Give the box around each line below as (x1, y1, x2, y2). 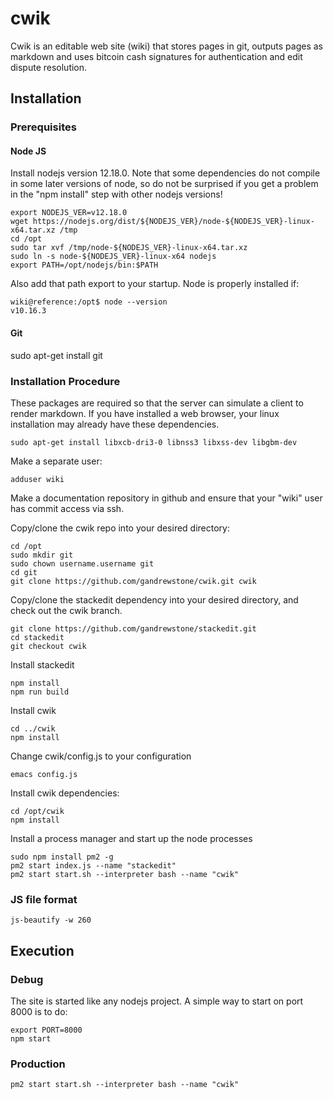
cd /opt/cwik (10, 806, 65, 816)
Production (10, 1057, 66, 1071)
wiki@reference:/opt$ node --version (10, 297, 168, 307)
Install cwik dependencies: (10, 787, 120, 799)
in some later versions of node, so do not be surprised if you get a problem (10, 178, 319, 190)
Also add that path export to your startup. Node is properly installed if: (10, 278, 300, 290)
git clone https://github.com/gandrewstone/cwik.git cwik (10, 576, 257, 586)
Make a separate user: (10, 455, 103, 467)
